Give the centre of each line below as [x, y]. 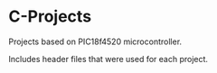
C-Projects [50, 17]
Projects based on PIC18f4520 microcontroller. [95, 41]
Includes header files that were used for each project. [108, 59]
